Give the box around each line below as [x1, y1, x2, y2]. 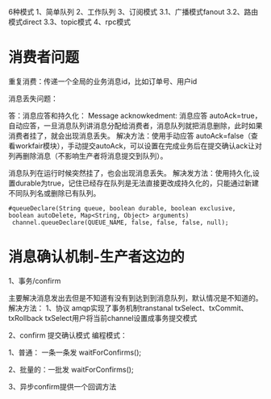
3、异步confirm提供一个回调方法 [8, 381, 117, 391]
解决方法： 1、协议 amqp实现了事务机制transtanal [8, 303, 173, 313]
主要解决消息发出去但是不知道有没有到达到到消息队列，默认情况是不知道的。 [8, 293, 263, 302]
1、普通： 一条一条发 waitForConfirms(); [8, 347, 142, 357]
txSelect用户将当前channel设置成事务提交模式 [44, 313, 198, 322]
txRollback [8, 313, 44, 322]
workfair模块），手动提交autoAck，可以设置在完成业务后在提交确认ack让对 [15, 140, 262, 151]
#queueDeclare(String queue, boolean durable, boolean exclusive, [8, 204, 236, 212]
